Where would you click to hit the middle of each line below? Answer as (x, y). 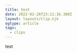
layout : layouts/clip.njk (32, 19)
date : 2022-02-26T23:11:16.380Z (38, 14)
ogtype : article (22, 23)
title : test (17, 10)
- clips (18, 32)
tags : (11, 28)
